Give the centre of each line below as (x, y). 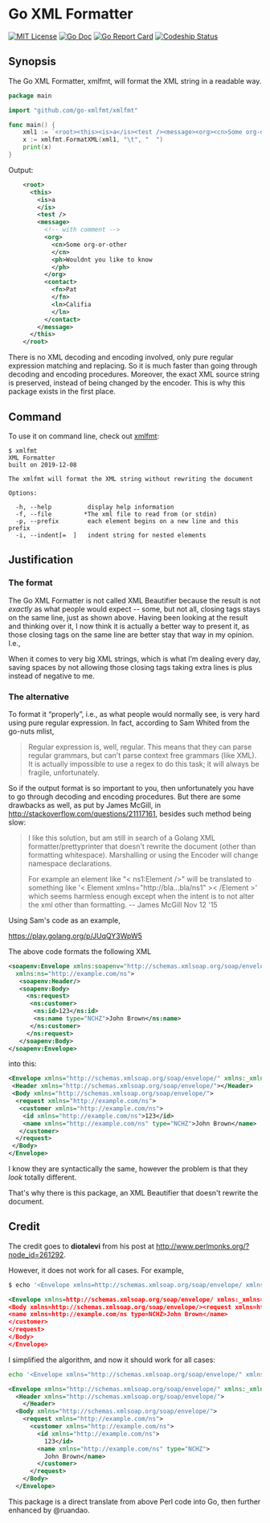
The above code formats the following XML (80, 951)
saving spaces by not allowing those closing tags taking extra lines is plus (131, 667)
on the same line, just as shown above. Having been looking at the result (128, 617)
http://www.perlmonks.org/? (202, 1246)
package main (30, 96)
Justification (41, 560)
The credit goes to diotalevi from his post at (82, 1246)
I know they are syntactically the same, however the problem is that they (128, 1169)
